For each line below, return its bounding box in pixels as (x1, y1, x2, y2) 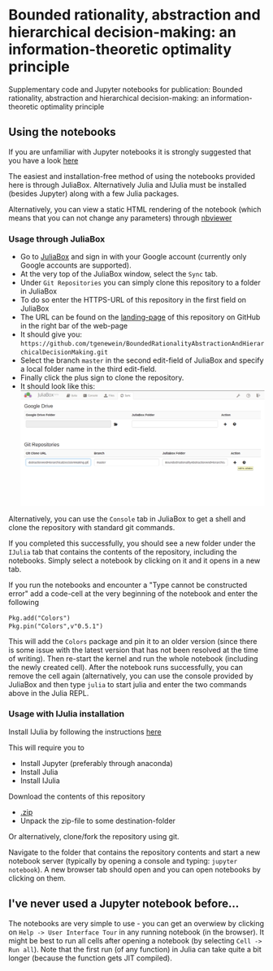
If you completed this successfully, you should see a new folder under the (8, 538, 256, 548)
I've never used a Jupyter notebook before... (8, 897, 240, 911)
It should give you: (19, 329, 83, 339)
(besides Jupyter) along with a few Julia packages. (8, 189, 180, 198)
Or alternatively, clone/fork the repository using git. (8, 831, 180, 841)
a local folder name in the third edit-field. (19, 364, 157, 374)
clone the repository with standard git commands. (8, 522, 175, 532)
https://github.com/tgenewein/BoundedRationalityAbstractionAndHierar (19, 340, 265, 348)
